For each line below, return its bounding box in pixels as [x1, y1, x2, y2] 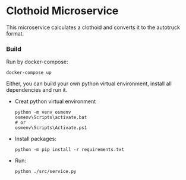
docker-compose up [6, 70, 52, 76]
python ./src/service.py [14, 169, 77, 175]
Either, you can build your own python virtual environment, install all [6, 80, 172, 87]
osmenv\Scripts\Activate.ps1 [14, 125, 87, 131]
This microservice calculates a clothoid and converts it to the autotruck [6, 24, 180, 31]
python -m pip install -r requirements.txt [14, 147, 125, 153]
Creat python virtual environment [14, 98, 96, 105]
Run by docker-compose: [6, 58, 68, 66]
